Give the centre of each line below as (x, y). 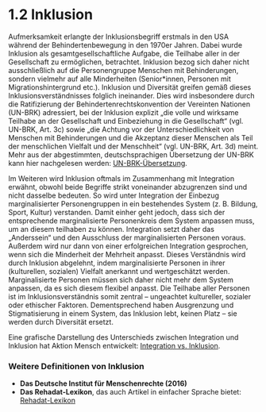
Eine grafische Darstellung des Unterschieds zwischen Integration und (123, 337)
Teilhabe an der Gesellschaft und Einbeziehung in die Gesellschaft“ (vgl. (126, 121)
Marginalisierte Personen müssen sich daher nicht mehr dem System (121, 279)
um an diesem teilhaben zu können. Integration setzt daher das (111, 229)
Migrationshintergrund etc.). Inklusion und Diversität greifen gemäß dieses (130, 87)
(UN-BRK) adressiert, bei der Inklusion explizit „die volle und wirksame (123, 112)
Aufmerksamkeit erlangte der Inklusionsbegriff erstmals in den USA (118, 37)
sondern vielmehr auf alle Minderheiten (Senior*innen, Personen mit (120, 79)
